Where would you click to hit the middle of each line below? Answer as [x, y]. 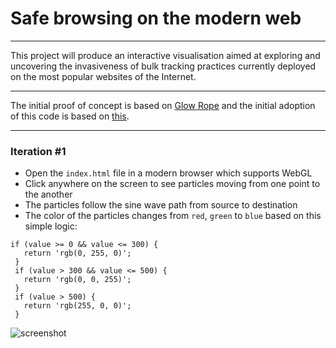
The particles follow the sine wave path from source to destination [161, 205]
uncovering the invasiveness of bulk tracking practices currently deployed [163, 66]
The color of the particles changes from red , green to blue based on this [173, 216]
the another [48, 194]
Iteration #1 [38, 151]
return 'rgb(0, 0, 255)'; [77, 280]
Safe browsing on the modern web [156, 18]
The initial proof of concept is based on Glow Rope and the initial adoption [163, 105]
